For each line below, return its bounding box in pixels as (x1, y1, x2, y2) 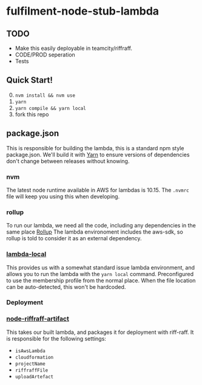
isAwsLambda (15, 348, 45, 354)
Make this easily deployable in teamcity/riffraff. (15, 44, 132, 52)
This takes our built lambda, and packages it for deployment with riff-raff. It (6, 328, 194, 336)
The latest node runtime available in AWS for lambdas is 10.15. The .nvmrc (6, 186, 189, 193)
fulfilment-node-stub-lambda (6, 4, 160, 18)
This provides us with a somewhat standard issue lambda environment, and (6, 263, 195, 271)
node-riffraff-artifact (6, 314, 70, 323)
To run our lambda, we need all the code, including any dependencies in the (6, 222, 196, 229)
